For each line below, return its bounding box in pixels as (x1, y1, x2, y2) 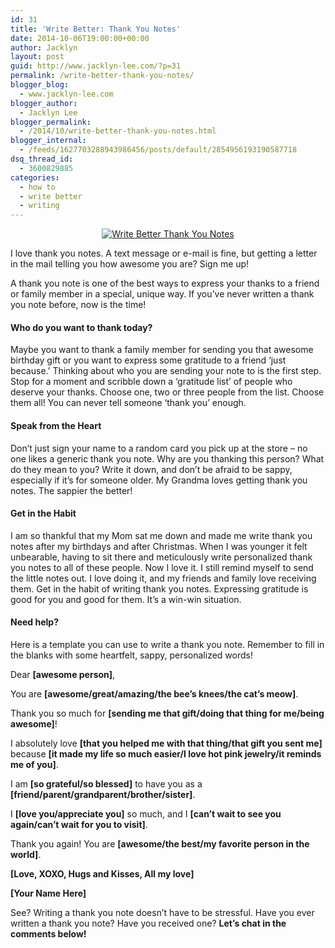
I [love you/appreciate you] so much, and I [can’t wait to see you (10, 807, 282, 820)
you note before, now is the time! (10, 299, 147, 311)
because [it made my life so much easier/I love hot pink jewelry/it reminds (10, 747, 322, 760)
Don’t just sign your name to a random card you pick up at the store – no (10, 442, 308, 454)
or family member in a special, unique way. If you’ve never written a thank (10, 288, 315, 300)
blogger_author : (10, 98, 78, 108)
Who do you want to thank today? (10, 321, 153, 333)
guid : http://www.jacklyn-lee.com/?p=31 (10, 61, 182, 71)
